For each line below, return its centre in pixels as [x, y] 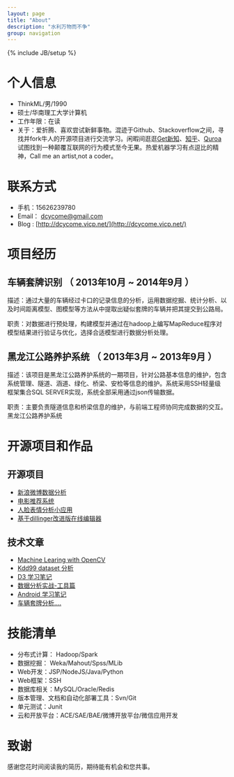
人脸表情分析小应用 [45, 509]
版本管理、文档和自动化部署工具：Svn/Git [77, 698]
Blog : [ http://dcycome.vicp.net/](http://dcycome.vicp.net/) [102, 224]
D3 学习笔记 [34, 576]
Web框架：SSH [39, 680]
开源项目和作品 [50, 446]
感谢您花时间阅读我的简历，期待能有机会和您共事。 [80, 767]
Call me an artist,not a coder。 [73, 156]
